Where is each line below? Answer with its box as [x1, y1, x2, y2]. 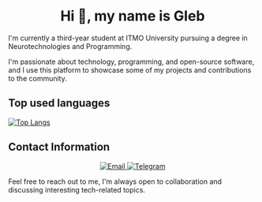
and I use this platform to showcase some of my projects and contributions [8, 65, 252, 74]
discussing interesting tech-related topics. [8, 185, 146, 194]
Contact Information [8, 140, 110, 154]
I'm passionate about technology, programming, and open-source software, [8, 57, 255, 66]
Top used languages [8, 96, 110, 110]
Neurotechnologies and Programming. [8, 41, 133, 50]
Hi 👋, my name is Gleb [60, 7, 205, 25]
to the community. [8, 73, 67, 83]
